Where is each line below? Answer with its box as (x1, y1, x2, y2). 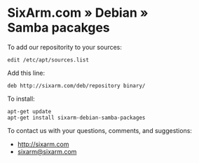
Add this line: (7, 69, 46, 77)
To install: (7, 94, 35, 103)
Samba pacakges (7, 20, 110, 36)
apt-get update (7, 108, 52, 115)
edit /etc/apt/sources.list (7, 56, 90, 64)
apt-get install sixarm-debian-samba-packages (7, 114, 146, 121)
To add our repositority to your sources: (7, 43, 123, 51)
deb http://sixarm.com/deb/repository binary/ (7, 82, 146, 89)
